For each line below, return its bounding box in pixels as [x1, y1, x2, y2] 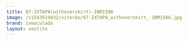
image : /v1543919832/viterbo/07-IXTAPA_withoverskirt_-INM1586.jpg [6, 14, 182, 20]
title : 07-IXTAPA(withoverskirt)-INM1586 [6, 8, 114, 15]
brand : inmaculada [6, 20, 53, 26]
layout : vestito [6, 25, 48, 32]
